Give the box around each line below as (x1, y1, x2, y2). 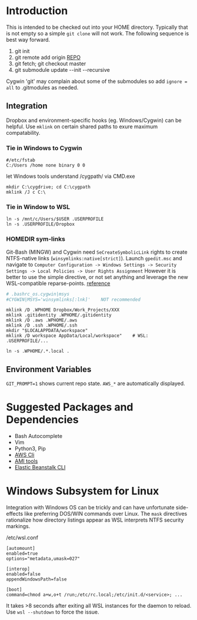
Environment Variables (6, 364, 92, 374)
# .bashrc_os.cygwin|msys (6, 291, 69, 297)
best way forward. (6, 36, 51, 43)
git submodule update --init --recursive (14, 66, 110, 73)
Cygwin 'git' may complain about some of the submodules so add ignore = (6, 78, 188, 85)
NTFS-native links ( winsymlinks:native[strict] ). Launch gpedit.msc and (6, 254, 182, 261)
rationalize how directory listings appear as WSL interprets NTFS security (6, 516, 184, 523)
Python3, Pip (14, 445, 46, 452)
